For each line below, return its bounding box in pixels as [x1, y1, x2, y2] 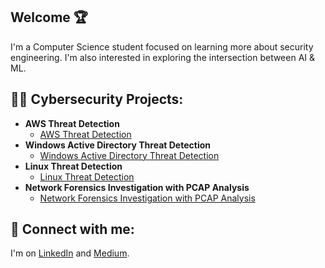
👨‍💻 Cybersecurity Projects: [10, 91, 184, 108]
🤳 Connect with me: [10, 221, 135, 238]
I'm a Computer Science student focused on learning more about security [10, 40, 314, 53]
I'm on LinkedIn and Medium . [10, 247, 130, 259]
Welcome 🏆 [10, 9, 89, 26]
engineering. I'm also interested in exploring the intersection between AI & [10, 51, 316, 63]
